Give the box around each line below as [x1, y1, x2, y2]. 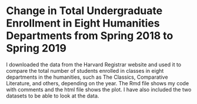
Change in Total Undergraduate [6, 4, 163, 18]
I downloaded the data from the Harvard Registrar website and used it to [6, 61, 181, 68]
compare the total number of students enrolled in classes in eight [6, 67, 164, 74]
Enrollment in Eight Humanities [6, 16, 160, 30]
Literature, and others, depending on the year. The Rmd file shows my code [6, 79, 189, 86]
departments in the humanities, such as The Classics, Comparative [6, 73, 169, 80]
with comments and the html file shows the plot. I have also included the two [6, 86, 192, 93]
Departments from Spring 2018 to [6, 29, 173, 42]
